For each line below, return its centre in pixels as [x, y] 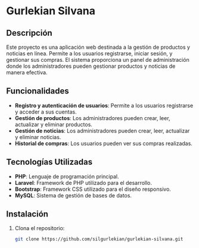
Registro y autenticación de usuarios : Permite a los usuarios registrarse [104, 105]
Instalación [27, 214]
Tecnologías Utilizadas [49, 162]
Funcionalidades [38, 91]
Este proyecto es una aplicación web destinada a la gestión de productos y [98, 47]
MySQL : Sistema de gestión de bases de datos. [73, 195]
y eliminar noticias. [38, 137]
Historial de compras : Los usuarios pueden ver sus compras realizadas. [103, 143]
